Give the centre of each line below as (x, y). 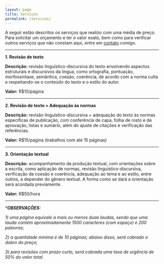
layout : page (18, 10)
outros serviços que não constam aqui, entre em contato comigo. (71, 43)
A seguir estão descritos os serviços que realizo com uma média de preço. (80, 33)
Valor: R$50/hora (23, 194)
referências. (17, 131)
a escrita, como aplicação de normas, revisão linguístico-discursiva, (74, 169)
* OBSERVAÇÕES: (23, 208)
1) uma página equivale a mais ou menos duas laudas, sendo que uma (76, 218)
